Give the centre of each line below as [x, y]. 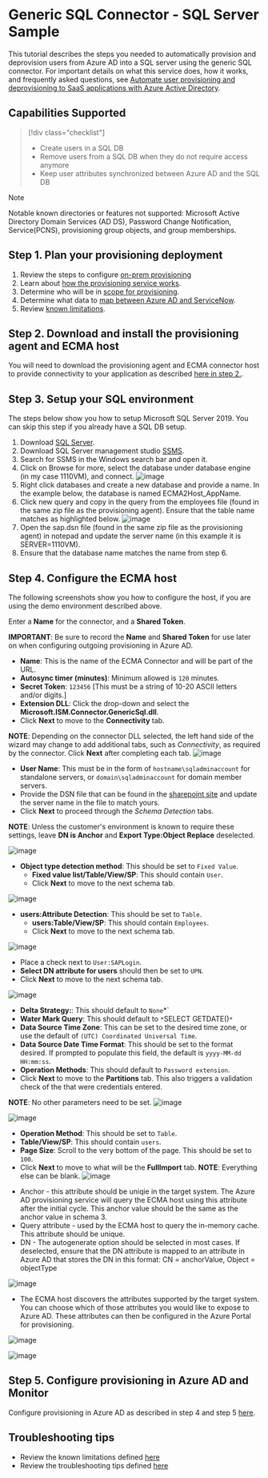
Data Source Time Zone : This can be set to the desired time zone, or [134, 1027]
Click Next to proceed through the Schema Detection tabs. [117, 811]
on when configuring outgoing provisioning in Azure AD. [101, 645]
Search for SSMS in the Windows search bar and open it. [114, 460]
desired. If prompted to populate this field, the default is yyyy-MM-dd [130, 1053]
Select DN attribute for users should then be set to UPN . [112, 971]
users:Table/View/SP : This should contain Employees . [120, 923]
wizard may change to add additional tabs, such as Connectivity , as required [134, 745]
